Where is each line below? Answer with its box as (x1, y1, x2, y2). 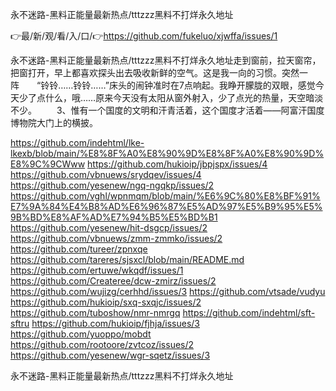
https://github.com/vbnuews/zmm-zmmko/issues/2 (10, 233, 223, 244)
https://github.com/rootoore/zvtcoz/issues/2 (10, 339, 195, 350)
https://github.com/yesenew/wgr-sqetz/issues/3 (10, 349, 211, 361)
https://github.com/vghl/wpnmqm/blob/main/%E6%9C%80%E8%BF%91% (10, 190, 321, 202)
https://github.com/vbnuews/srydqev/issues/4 (10, 169, 202, 180)
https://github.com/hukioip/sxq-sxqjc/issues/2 (10, 296, 202, 308)
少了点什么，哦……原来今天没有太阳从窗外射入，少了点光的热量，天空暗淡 (18, 92, 324, 103)
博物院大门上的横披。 (10, 117, 98, 128)
